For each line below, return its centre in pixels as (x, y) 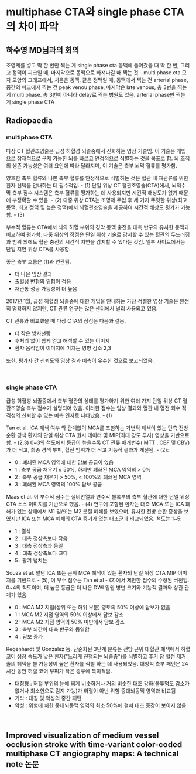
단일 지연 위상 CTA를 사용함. (39, 249)
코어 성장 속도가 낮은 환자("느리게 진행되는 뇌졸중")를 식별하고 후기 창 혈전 (91, 656)
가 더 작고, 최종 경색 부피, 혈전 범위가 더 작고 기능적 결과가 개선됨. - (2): (87, 449)
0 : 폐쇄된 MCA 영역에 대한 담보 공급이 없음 (64, 462)
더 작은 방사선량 (32, 333)
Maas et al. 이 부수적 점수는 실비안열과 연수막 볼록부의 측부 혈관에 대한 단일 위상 (98, 496)
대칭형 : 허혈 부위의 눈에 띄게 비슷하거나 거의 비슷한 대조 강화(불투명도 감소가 (102, 683)
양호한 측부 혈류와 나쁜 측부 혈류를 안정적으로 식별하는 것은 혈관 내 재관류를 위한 (97, 178)
